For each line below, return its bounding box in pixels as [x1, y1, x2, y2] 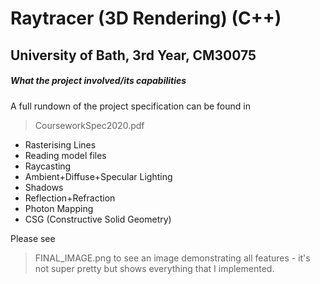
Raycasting [24, 160, 72, 172]
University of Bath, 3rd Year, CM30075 [10, 47, 257, 64]
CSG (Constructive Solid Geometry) [24, 213, 172, 225]
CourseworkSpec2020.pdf [34, 119, 145, 131]
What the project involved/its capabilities [10, 75, 187, 87]
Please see [10, 232, 56, 244]
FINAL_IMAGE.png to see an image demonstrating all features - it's [34, 252, 311, 264]
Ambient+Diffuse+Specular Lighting [24, 170, 173, 182]
